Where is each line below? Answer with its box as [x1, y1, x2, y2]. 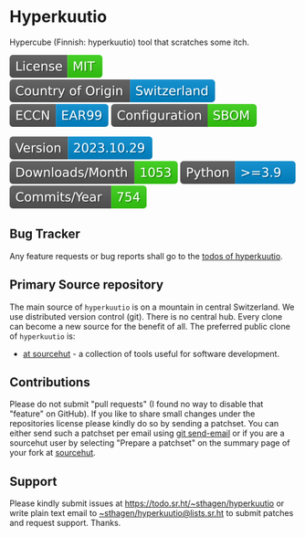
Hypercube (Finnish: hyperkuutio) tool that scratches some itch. [9, 37, 249, 47]
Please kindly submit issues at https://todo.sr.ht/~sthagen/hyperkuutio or [9, 498, 285, 509]
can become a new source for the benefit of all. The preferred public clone [9, 321, 290, 332]
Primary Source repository [9, 277, 164, 293]
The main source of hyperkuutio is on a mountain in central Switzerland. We [9, 301, 295, 312]
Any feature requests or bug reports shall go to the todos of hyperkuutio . [9, 250, 283, 261]
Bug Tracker [9, 226, 80, 242]
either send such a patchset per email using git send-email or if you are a [9, 427, 285, 439]
